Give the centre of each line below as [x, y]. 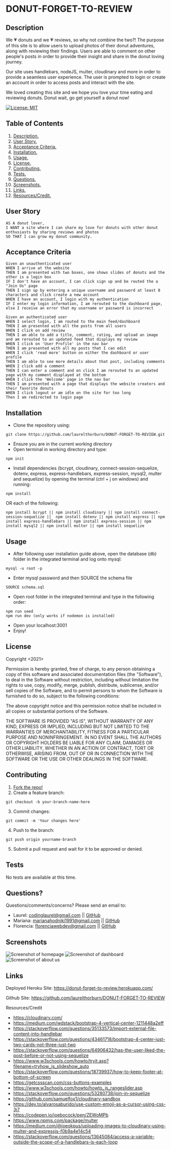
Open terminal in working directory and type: [60, 450]
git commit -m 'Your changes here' [43, 821]
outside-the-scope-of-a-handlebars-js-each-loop [65, 1142]
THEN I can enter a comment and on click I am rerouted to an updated [82, 371]
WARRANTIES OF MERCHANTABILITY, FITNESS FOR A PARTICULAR [77, 732]
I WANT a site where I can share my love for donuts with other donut [82, 228]
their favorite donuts [30, 388]
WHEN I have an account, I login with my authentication [67, 299]
